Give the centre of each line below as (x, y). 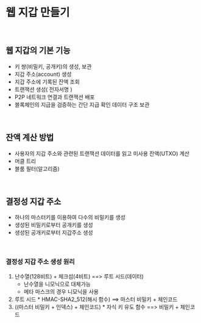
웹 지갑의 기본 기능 (38, 50)
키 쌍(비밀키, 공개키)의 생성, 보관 (53, 66)
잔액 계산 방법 (30, 138)
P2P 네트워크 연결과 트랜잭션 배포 (55, 97)
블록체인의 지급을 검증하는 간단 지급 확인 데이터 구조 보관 (82, 104)
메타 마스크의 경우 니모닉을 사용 (61, 291)
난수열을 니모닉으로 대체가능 (57, 284)
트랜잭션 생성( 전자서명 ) (43, 89)
